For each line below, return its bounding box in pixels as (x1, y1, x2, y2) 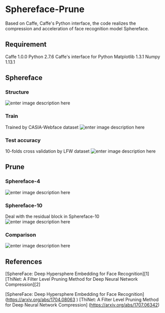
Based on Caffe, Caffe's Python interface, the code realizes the (5, 20, 136, 26)
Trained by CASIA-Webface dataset (5, 124, 79, 130)
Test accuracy (5, 137, 41, 144)
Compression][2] (5, 281, 41, 288)
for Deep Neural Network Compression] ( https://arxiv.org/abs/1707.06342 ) (5, 302, 160, 308)
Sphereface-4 (5, 178, 40, 185)
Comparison (5, 231, 36, 238)
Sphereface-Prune (5, 4, 85, 15)
